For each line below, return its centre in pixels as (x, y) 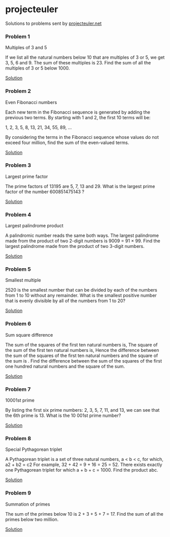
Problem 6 (18, 324)
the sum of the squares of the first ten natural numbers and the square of (82, 355)
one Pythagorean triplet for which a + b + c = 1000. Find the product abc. (82, 470)
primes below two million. (32, 519)
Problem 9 (18, 493)
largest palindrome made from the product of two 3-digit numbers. (75, 246)
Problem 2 (18, 91)
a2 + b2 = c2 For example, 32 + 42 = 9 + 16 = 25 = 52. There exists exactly (84, 464)
